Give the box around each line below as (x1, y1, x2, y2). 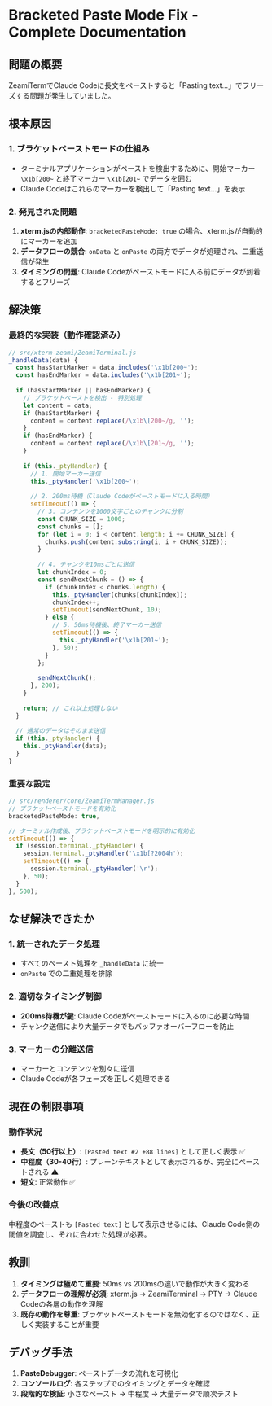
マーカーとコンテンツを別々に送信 (20, 1063, 135, 1073)
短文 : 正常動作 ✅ (20, 1176, 76, 1186)
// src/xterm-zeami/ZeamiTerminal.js (8, 348, 137, 357)
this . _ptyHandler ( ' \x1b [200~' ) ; (29, 477, 140, 485)
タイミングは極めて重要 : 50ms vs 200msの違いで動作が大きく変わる (20, 1278, 250, 1288)
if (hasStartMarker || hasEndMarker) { (15, 387, 151, 395)
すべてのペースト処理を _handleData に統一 (20, 958, 165, 968)
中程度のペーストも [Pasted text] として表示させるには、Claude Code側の (8, 1219, 261, 1229)
